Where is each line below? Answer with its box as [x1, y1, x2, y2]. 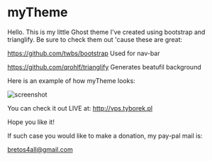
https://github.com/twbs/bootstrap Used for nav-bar [7, 49, 160, 57]
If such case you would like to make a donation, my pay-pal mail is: [7, 131, 203, 140]
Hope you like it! [7, 118, 55, 126]
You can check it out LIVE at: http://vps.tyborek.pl [7, 104, 153, 112]
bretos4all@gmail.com [7, 145, 73, 153]
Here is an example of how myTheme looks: [7, 76, 136, 85]
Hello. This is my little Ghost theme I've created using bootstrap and [7, 28, 206, 36]
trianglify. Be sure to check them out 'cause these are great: [7, 35, 183, 43]
